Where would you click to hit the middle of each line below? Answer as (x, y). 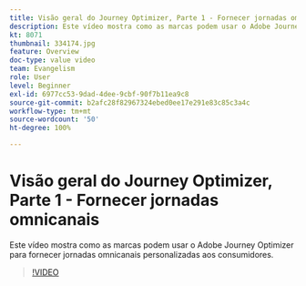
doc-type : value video (52, 60)
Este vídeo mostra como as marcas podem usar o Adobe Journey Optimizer (152, 245)
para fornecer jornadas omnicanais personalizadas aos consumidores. (142, 254)
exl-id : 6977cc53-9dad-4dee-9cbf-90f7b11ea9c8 (99, 94)
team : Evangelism (42, 69)
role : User (30, 77)
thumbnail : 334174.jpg (52, 43)
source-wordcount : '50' (55, 119)
